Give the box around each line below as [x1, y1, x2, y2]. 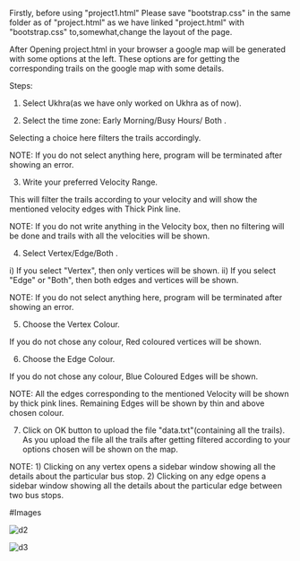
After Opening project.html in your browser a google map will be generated [9, 44, 287, 55]
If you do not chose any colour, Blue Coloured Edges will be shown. [9, 371, 259, 382]
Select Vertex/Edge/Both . [21, 248, 118, 258]
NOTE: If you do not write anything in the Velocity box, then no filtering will [9, 221, 285, 231]
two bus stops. [9, 490, 64, 500]
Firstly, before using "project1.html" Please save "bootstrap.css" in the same [9, 8, 291, 18]
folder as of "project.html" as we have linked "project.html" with [9, 17, 244, 28]
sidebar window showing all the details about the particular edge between [9, 480, 282, 491]
